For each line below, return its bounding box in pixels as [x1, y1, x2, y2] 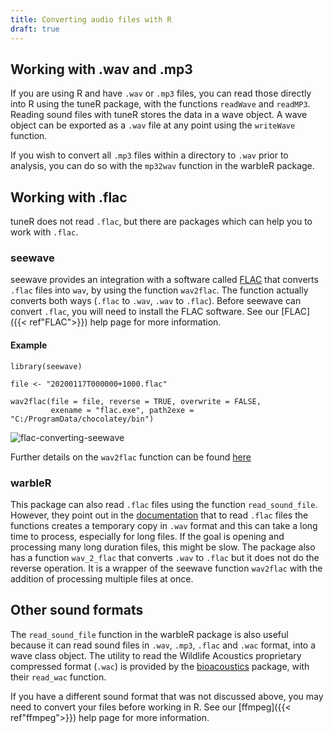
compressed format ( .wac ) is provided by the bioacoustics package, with [10, 660, 310, 672]
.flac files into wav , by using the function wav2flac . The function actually [10, 284, 309, 296]
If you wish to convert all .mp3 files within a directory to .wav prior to [10, 149, 289, 161]
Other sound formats [10, 602, 144, 619]
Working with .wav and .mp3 [10, 61, 193, 78]
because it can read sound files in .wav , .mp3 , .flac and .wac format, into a [10, 639, 317, 651]
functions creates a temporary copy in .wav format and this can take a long [10, 519, 318, 531]
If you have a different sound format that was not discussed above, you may [10, 690, 324, 702]
